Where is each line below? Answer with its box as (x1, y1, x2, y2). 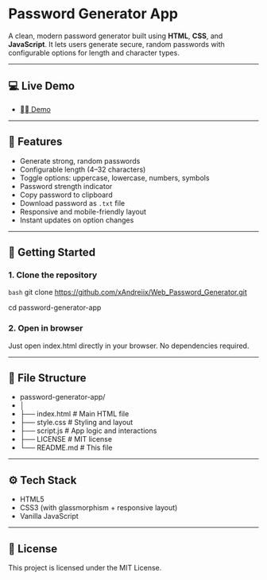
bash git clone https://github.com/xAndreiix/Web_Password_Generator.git (8, 288, 248, 297)
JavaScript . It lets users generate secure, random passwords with (8, 39, 225, 48)
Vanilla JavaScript (19, 512, 79, 521)
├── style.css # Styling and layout (19, 418, 133, 427)
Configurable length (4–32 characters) (19, 164, 146, 174)
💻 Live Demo (8, 79, 75, 93)
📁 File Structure (8, 371, 87, 385)
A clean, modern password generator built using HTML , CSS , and (8, 31, 223, 41)
